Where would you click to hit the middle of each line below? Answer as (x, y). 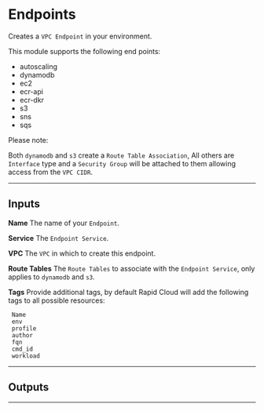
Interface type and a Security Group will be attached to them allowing (122, 163)
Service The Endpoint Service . (59, 238)
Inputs (24, 204)
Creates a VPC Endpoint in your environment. (80, 36)
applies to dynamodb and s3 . (52, 277)
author (22, 335)
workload (26, 356)
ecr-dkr (32, 100)
